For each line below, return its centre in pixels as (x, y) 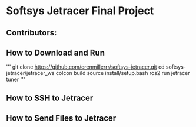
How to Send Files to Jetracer (61, 118)
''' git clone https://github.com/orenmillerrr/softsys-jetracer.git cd (85, 67)
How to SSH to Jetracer (50, 98)
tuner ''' (16, 79)
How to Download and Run (55, 52)
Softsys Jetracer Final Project (80, 11)
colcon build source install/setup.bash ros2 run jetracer (123, 73)
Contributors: (31, 33)
